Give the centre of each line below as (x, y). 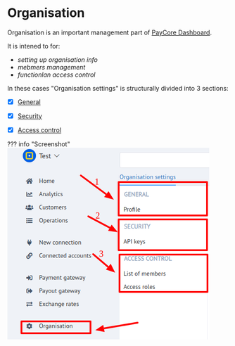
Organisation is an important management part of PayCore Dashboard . (110, 32)
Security (30, 116)
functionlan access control (56, 75)
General (29, 102)
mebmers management (51, 67)
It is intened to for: (34, 46)
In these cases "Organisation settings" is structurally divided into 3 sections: (118, 88)
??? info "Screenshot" (39, 144)
